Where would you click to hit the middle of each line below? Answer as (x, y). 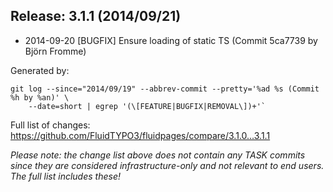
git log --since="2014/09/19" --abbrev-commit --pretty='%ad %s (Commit (165, 89)
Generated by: (40, 70)
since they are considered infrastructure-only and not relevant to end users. (167, 165)
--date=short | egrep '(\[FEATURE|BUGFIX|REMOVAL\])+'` (147, 106)
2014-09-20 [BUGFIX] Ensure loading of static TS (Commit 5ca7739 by (171, 40)
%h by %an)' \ (40, 97)
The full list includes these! (65, 176)
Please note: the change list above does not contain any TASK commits (158, 155)
